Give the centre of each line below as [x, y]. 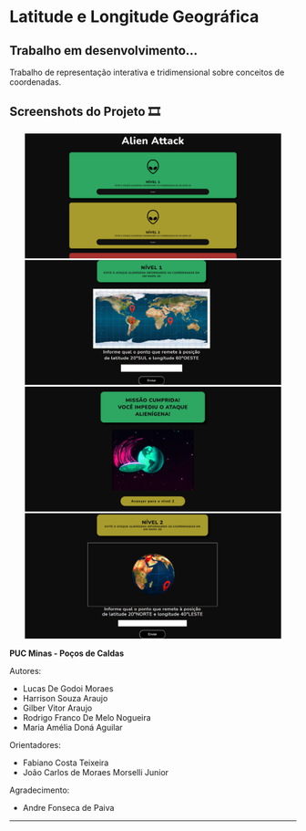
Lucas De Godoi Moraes [68, 689]
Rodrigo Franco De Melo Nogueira [87, 718]
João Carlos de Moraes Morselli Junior [96, 773]
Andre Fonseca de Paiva [68, 808]
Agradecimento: [40, 790]
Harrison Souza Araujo [65, 699]
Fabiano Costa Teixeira [66, 763]
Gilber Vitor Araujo [57, 708]
